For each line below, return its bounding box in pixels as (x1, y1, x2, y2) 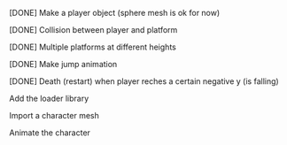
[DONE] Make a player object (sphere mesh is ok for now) (9, 8, 221, 18)
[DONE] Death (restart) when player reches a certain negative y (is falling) (9, 76, 279, 87)
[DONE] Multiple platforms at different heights (9, 42, 177, 52)
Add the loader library (9, 93, 89, 103)
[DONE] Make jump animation (9, 59, 118, 69)
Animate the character (9, 127, 91, 138)
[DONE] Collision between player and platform (9, 25, 178, 34)
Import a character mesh (9, 111, 99, 120)
